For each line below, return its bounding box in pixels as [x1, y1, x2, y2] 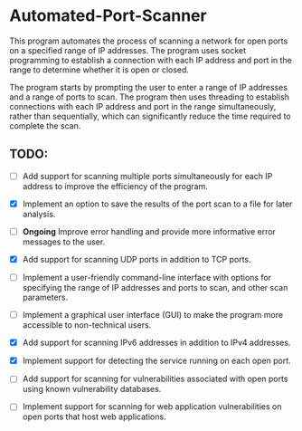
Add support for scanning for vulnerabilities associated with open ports [22, 373, 288, 385]
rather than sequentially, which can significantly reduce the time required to [9, 110, 291, 121]
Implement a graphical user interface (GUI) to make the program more [22, 310, 283, 321]
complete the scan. [9, 120, 81, 131]
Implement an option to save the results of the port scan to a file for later [22, 198, 293, 209]
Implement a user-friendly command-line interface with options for [22, 273, 272, 283]
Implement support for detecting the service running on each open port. [22, 355, 291, 367]
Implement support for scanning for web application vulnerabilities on [22, 401, 282, 412]
